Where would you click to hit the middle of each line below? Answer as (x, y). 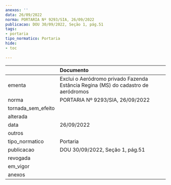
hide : (11, 43)
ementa (17, 85)
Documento (74, 70)
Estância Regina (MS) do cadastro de (104, 85)
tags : (11, 29)
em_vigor (19, 166)
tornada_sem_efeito (31, 108)
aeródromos (74, 91)
